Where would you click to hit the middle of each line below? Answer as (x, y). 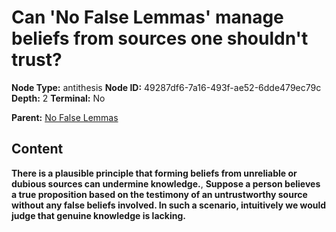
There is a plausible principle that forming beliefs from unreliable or (154, 173)
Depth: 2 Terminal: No (58, 98)
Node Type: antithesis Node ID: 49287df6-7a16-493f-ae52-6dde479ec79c (166, 87)
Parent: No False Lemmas (65, 117)
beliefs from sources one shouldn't (160, 38)
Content (37, 149)
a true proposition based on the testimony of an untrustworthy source (159, 194)
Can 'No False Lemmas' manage (147, 17)
